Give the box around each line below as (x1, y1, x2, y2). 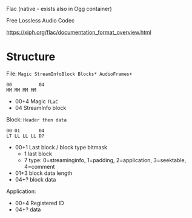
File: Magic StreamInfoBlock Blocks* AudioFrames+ (6, 70, 132, 77)
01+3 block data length (15, 169, 73, 177)
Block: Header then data (6, 115, 67, 123)
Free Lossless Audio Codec (6, 17, 75, 24)
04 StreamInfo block (15, 104, 67, 111)
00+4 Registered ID (15, 199, 65, 206)
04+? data (15, 206, 41, 213)
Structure (6, 50, 56, 64)
